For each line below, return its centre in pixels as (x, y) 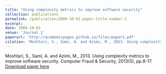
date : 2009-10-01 (23, 28)
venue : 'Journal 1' (25, 33)
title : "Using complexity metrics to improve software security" (74, 10)
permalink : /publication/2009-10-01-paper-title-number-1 (66, 19)
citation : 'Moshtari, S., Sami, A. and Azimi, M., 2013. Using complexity (84, 42)
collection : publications (32, 14)
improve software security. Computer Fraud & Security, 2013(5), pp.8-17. (79, 61)
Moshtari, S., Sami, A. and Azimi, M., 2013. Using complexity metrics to (77, 56)
